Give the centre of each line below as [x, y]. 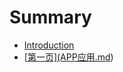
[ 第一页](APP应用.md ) [68, 57]
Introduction [49, 45]
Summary [50, 17]
